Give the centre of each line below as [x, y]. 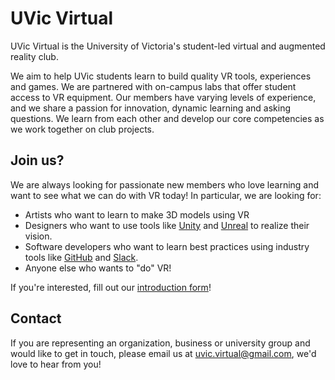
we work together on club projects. [82, 129]
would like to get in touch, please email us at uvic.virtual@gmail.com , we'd [163, 353]
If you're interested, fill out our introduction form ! [111, 287]
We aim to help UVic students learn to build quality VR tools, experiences [161, 76]
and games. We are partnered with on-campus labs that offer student [153, 86]
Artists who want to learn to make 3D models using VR [137, 214]
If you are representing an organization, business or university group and [160, 343]
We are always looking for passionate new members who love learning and [165, 184]
